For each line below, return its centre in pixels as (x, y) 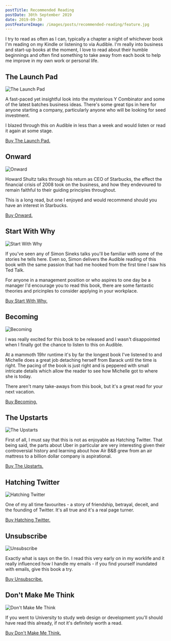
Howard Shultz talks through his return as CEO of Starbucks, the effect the (84, 179)
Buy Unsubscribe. (24, 579)
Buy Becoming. (21, 401)
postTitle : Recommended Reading (40, 10)
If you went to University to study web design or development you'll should (84, 617)
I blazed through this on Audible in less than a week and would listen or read (86, 126)
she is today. (19, 376)
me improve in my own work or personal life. (52, 61)
